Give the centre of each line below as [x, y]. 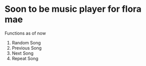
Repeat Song [25, 58]
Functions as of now [25, 33]
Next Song [23, 53]
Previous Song [27, 48]
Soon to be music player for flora [73, 9]
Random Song [26, 42]
